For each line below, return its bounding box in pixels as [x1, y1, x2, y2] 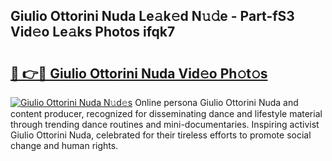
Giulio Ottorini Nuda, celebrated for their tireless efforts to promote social [10, 129, 312, 141]
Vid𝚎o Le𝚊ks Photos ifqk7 [10, 24, 176, 41]
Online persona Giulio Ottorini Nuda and [134, 97, 299, 108]
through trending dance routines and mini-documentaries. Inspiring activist [10, 119, 320, 130]
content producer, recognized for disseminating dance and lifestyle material [10, 108, 323, 119]
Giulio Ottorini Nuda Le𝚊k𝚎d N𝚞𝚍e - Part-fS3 [10, 8, 295, 25]
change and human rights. [10, 140, 119, 151]
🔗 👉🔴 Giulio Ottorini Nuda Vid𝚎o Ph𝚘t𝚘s [10, 65, 268, 82]
